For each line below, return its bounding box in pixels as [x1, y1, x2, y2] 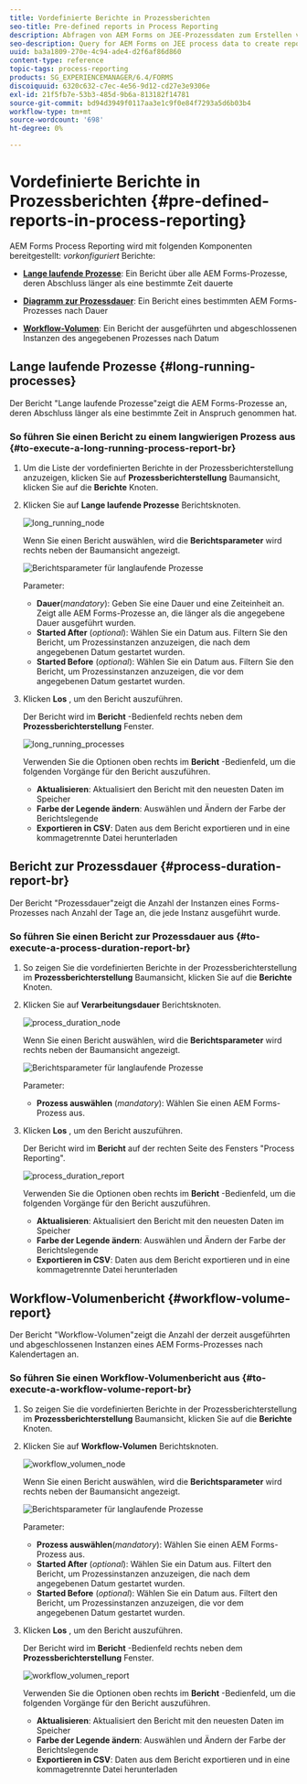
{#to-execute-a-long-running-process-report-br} [9, 441, 237, 454]
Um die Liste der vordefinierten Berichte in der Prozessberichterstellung [22, 463, 294, 474]
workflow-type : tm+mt [9, 107, 92, 116]
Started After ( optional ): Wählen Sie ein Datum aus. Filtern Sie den [36, 628, 288, 639]
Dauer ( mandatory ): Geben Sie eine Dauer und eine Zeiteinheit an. [36, 598, 285, 609]
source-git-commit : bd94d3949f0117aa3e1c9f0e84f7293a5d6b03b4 [9, 98, 251, 108]
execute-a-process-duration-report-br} [9, 941, 191, 954]
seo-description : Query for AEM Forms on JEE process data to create [9, 38, 281, 48]
